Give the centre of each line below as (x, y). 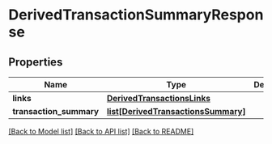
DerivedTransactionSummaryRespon (136, 15)
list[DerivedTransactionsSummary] (176, 111)
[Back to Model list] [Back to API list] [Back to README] (101, 131)
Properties (36, 62)
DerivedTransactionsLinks (158, 98)
